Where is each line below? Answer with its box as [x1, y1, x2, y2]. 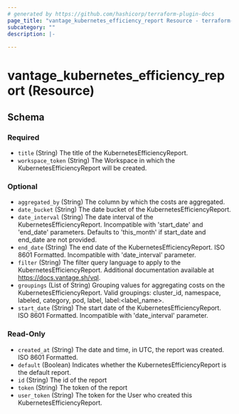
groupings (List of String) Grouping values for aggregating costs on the [17, 281, 225, 289]
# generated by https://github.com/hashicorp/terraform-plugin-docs [7, 10, 215, 18]
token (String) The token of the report [17, 383, 128, 392]
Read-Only [7, 329, 46, 339]
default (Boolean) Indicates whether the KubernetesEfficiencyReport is [17, 361, 227, 369]
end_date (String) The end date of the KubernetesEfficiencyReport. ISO [17, 243, 225, 252]
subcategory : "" [7, 24, 55, 31]
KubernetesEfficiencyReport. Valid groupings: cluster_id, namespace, [17, 289, 221, 297]
